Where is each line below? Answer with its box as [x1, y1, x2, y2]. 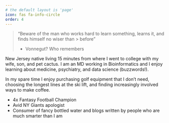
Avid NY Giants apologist [12, 102, 65, 108]
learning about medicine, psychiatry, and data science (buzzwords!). [5, 66, 149, 72]
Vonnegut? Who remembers [25, 46, 84, 52]
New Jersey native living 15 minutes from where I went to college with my [5, 56, 159, 62]
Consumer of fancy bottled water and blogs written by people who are [12, 107, 160, 114]
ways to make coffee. [5, 87, 50, 93]
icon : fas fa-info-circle [5, 12, 60, 17]
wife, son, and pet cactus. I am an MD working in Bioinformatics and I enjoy [5, 61, 163, 67]
